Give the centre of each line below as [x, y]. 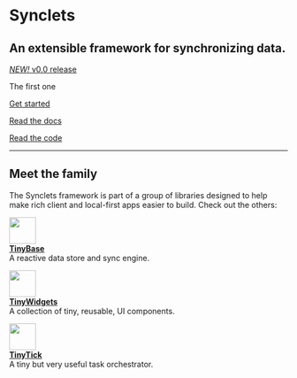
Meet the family [53, 174]
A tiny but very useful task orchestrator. [81, 364]
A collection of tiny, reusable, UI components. [92, 311]
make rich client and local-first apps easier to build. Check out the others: [143, 204]
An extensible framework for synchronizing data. [148, 48]
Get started [30, 104]
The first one [32, 86]
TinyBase [27, 248]
